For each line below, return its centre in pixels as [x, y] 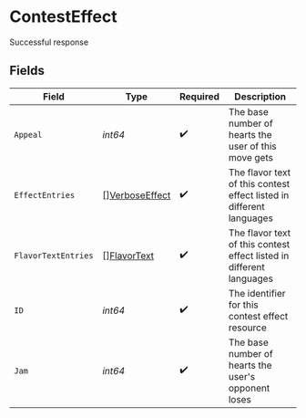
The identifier [257, 293]
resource [247, 328]
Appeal [28, 135]
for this [244, 305]
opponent [249, 388]
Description [260, 96]
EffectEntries [45, 195]
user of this [253, 146]
